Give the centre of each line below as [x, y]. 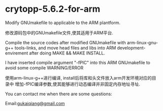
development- [131, 48]
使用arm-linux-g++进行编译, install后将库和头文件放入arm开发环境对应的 [79, 78]
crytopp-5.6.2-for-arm [53, 9]
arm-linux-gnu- [143, 42]
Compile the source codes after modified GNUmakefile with [66, 42]
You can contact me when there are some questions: [59, 94]
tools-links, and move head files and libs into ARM [65, 48]
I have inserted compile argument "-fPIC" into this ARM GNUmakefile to [78, 62]
